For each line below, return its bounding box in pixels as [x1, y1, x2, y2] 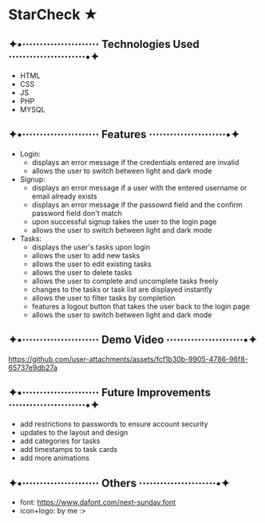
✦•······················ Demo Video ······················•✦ [8, 333, 258, 347]
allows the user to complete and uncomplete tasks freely [31, 276, 219, 285]
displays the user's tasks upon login [31, 242, 150, 252]
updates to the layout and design [19, 428, 129, 438]
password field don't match [31, 208, 122, 218]
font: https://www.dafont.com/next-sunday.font [19, 497, 176, 507]
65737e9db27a [8, 363, 58, 372]
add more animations [19, 453, 90, 463]
